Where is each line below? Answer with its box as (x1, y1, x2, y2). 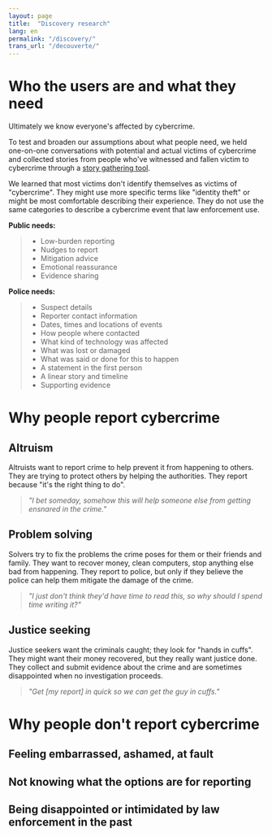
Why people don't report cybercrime (8, 715, 260, 733)
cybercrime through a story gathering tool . (8, 163, 151, 173)
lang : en (8, 27, 38, 35)
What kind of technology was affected (40, 337, 169, 347)
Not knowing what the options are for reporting (8, 774, 252, 789)
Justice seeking (8, 623, 91, 637)
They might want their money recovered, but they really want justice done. (8, 653, 257, 663)
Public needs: (8, 220, 56, 230)
